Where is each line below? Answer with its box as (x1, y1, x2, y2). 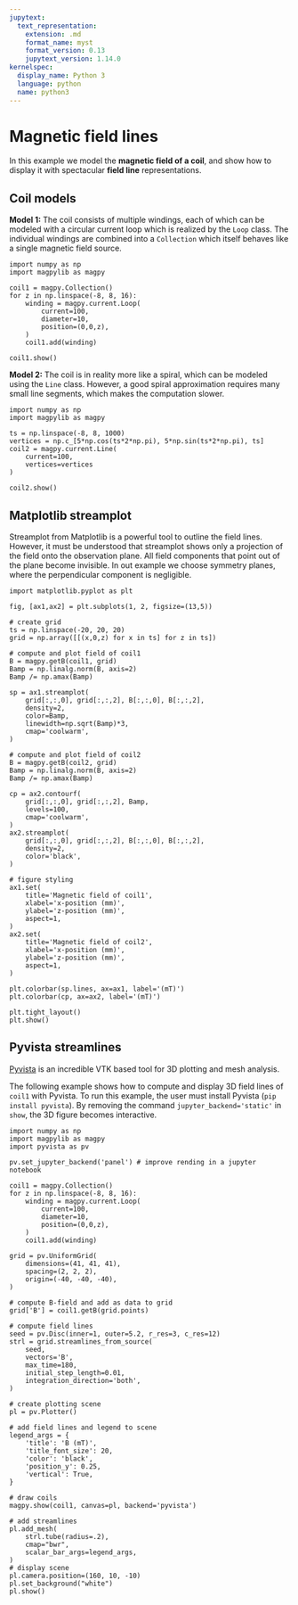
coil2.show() (9, 483, 58, 493)
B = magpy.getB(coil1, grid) (9, 657, 117, 666)
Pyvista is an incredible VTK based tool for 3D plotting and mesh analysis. (9, 1063, 280, 1074)
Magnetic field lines (9, 126, 158, 146)
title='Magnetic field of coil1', (25, 891, 153, 901)
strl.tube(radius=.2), (25, 1532, 109, 1541)
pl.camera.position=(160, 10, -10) (9, 1571, 141, 1580)
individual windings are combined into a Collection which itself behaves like (9, 234, 289, 244)
